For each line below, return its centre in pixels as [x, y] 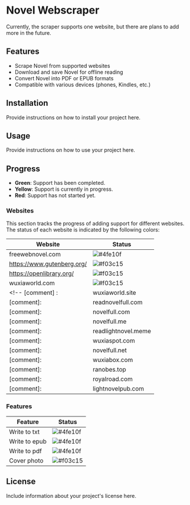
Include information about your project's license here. [71, 496]
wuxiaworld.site [114, 293]
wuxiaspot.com [114, 341]
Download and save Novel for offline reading [69, 72]
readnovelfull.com [117, 302]
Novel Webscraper [53, 10]
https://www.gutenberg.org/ [48, 264]
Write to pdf [26, 451]
